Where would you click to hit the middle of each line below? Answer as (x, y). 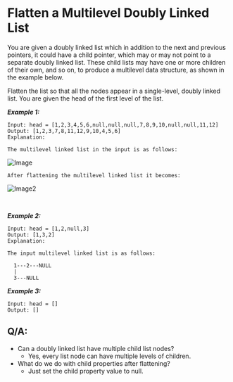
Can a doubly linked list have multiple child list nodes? (96, 348)
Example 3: (24, 291)
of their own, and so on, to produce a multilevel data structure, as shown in (116, 70)
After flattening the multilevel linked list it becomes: (94, 175)
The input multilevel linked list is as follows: (82, 253)
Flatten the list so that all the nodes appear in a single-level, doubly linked (114, 91)
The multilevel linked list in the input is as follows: (93, 149)
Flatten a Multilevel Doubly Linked (108, 13)
